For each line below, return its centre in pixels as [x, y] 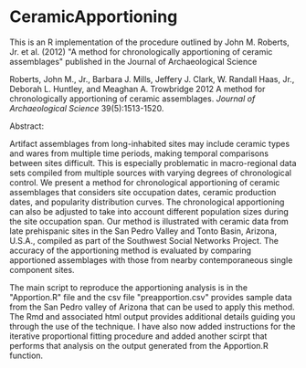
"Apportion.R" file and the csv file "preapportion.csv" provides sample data [151, 297]
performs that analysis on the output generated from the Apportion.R [139, 345]
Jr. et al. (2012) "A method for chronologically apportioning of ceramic [141, 51]
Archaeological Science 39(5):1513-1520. [87, 108]
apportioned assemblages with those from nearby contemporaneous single [151, 260]
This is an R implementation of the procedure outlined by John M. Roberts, [149, 42]
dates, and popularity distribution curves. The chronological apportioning [147, 202]
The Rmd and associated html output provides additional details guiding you [153, 316]
